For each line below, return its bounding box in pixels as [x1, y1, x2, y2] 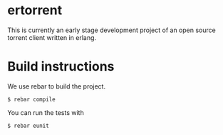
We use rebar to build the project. [7, 81, 105, 91]
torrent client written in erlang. [7, 33, 97, 41]
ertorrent [7, 2, 63, 19]
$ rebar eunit [7, 122, 50, 129]
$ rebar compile [7, 96, 56, 103]
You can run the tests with [7, 108, 84, 116]
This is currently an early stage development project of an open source [7, 26, 216, 34]
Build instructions [7, 59, 115, 75]
